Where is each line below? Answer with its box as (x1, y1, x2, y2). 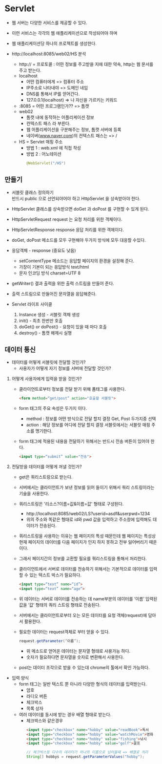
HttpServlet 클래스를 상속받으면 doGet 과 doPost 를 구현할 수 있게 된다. (11, 206, 149, 212)
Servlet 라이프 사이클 (11, 301, 52, 307)
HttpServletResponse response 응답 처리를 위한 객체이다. (11, 227, 124, 233)
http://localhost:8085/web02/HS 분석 (11, 51, 86, 57)
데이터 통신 (4, 345, 36, 354)
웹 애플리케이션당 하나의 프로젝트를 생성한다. (11, 40, 97, 46)
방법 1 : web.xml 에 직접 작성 (26, 145, 81, 150)
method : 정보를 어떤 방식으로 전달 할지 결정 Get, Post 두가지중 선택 (26, 416, 156, 422)
